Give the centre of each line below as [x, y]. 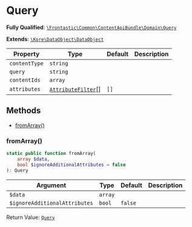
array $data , [34, 159]
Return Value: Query [31, 217]
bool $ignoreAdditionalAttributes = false [71, 165]
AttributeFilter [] [75, 89]
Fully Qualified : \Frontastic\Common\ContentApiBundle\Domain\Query [91, 27]
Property [26, 54]
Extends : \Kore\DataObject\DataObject [55, 39]
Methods [24, 110]
